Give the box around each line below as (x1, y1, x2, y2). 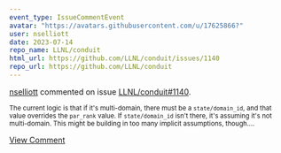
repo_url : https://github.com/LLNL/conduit (9, 63, 173, 72)
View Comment (9, 134, 66, 145)
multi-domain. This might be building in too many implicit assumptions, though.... (9, 119, 255, 128)
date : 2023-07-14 (9, 37, 74, 47)
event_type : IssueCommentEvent (9, 12, 125, 22)
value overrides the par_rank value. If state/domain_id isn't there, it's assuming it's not (9, 111, 272, 120)
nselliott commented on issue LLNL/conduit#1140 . (9, 86, 191, 97)
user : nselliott (9, 29, 69, 38)
